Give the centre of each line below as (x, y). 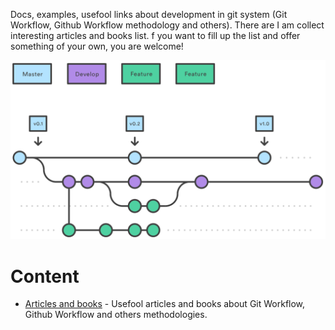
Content (45, 276)
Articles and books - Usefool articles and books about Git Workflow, (165, 304)
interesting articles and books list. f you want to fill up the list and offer (155, 35)
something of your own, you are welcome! (97, 46)
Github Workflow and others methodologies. (116, 315)
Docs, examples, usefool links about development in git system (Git (149, 14)
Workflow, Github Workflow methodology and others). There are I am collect (167, 25)
